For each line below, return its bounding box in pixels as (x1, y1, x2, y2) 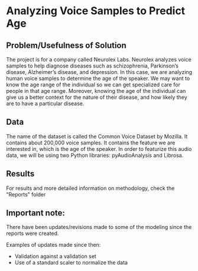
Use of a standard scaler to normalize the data (14, 259, 128, 266)
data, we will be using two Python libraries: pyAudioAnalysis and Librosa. (6, 151, 184, 159)
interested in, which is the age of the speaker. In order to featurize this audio (6, 145, 192, 152)
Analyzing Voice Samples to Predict (6, 4, 186, 18)
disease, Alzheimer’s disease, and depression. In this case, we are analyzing (6, 69, 193, 75)
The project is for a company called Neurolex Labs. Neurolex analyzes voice (6, 56, 191, 63)
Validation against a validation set (14, 253, 96, 260)
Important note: (6, 208, 65, 218)
